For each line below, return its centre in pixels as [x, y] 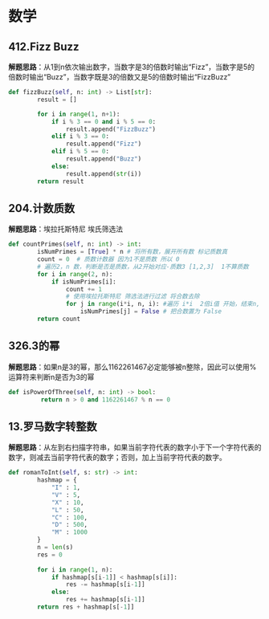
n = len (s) [55, 548]
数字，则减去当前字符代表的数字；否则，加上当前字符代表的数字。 [117, 458]
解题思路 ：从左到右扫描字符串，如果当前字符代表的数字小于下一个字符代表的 [135, 447]
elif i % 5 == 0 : [80, 152]
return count [59, 319]
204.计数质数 [41, 208]
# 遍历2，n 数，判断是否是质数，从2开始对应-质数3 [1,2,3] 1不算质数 [143, 267]
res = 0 [50, 555]
